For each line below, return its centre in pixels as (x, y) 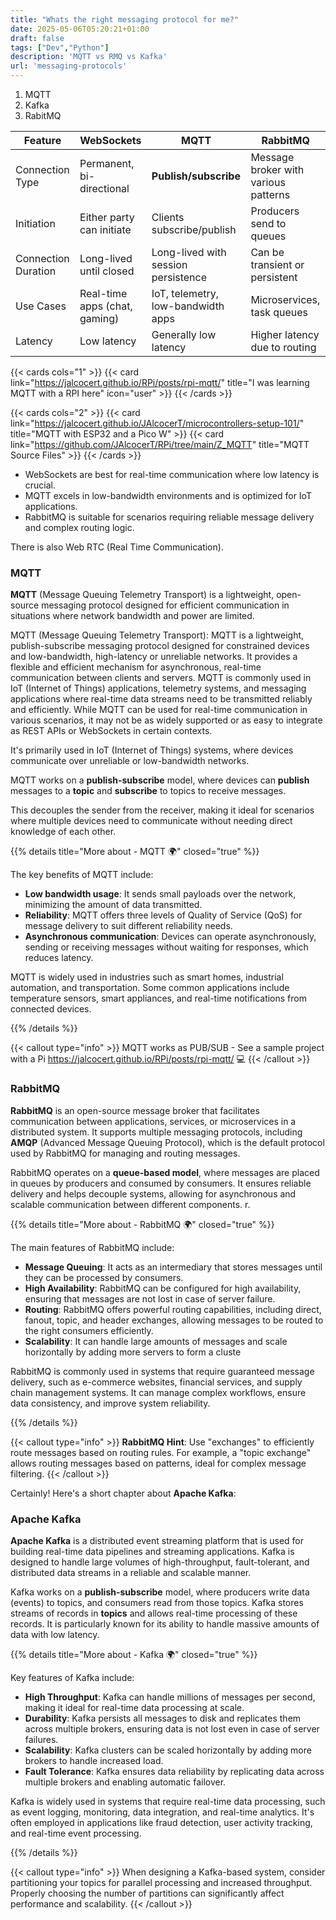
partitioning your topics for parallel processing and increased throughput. (161, 1882)
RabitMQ (43, 115)
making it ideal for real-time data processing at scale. (134, 1707)
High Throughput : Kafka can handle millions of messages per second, (170, 1697)
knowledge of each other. (63, 832)
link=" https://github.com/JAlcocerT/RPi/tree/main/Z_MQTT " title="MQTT (160, 444)
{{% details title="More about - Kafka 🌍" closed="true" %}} (134, 1654)
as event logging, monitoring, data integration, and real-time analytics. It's (162, 1812)
